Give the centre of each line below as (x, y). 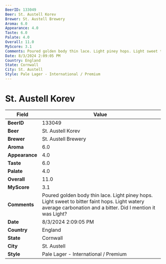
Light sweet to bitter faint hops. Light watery (93, 201)
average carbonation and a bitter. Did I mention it (99, 208)
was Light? (55, 213)
